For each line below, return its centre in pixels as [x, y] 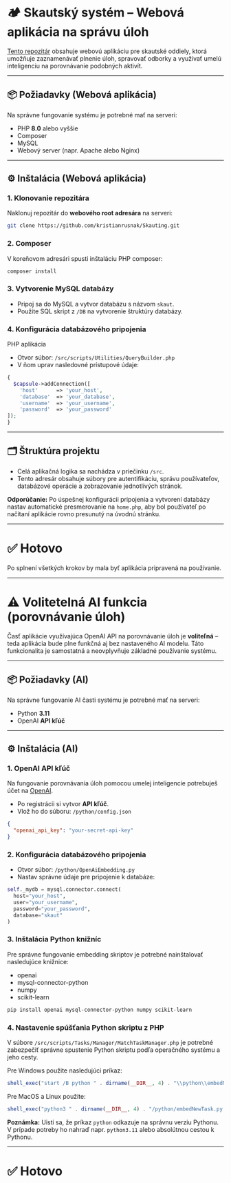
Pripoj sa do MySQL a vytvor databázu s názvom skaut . [96, 304]
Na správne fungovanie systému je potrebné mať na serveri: [92, 115]
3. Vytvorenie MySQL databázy [60, 289]
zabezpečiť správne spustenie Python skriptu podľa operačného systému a [114, 1050]
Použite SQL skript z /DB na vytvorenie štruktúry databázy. [100, 311]
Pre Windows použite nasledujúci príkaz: [65, 1070]
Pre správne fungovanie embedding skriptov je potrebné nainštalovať [105, 954]
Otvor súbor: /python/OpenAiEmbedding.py [76, 870]
